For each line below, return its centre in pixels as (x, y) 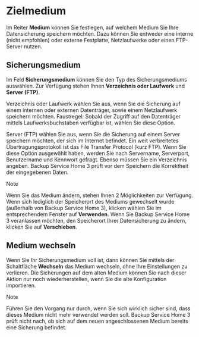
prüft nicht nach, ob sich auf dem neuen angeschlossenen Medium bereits (97, 321)
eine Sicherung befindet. (37, 327)
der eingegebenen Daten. (37, 172)
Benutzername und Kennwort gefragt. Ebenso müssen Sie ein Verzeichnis (97, 160)
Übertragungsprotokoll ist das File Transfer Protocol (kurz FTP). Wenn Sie (96, 146)
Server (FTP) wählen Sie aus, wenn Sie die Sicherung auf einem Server (93, 134)
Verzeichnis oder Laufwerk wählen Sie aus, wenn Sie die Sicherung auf (94, 104)
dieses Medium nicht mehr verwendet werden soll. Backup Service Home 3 (98, 314)
